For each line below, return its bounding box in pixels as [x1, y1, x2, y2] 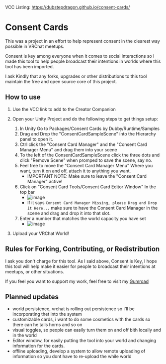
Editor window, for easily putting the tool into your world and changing [12, 338, 157, 344]
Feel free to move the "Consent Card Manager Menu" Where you [19, 162, 153, 168]
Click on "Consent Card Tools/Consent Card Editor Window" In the [19, 184, 157, 190]
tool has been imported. [5, 63, 54, 69]
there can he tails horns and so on [12, 322, 83, 328]
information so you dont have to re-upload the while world [12, 354, 132, 360]
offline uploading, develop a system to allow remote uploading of [12, 348, 146, 354]
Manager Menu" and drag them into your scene [19, 146, 117, 152]
